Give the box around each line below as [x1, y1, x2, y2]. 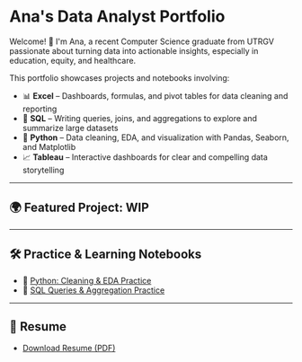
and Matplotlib [22, 141, 76, 152]
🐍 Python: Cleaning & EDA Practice [22, 275, 152, 286]
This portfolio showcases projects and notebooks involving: [9, 72, 230, 83]
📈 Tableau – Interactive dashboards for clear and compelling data [22, 151, 268, 163]
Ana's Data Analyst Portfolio [9, 6, 226, 27]
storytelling [22, 164, 65, 175]
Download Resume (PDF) [22, 343, 116, 354]
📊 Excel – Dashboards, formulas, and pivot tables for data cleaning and [22, 90, 289, 101]
